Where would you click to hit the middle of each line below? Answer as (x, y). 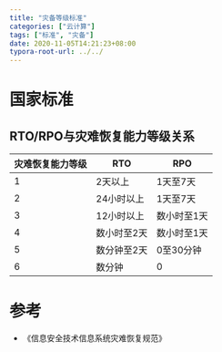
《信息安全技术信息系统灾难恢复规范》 (94, 338)
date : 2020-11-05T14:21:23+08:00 (73, 43)
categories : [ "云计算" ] (52, 26)
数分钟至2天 (122, 250)
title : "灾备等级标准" (48, 18)
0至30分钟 (179, 250)
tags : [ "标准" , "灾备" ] (51, 35)
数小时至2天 (122, 233)
